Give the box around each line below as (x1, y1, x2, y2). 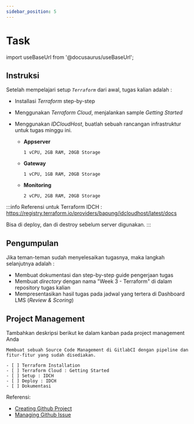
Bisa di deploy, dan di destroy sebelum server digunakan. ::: (6, 221, 152, 228)
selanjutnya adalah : (6, 260, 55, 267)
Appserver (23, 138, 51, 145)
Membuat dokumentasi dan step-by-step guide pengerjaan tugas (14, 272, 174, 279)
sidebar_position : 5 (6, 8, 57, 15)
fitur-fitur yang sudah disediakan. (6, 352, 96, 358)
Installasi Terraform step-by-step (14, 98, 96, 105)
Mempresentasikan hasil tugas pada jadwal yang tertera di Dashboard (14, 290, 185, 298)
